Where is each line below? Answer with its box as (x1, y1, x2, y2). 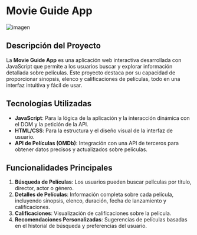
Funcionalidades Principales (6, 162, 113, 172)
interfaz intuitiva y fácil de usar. (6, 81, 83, 89)
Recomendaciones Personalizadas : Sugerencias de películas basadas (14, 216, 188, 223)
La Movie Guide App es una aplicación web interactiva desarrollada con (6, 56, 182, 63)
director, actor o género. (14, 185, 74, 192)
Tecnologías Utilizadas (6, 99, 92, 109)
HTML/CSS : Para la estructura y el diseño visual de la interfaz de (14, 127, 173, 134)
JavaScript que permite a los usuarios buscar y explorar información (6, 63, 173, 70)
